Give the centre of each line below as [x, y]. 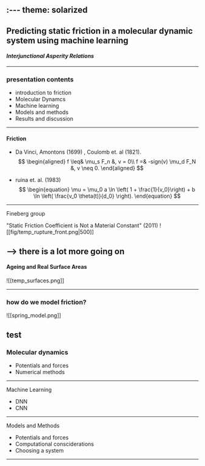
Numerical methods [40, 372]
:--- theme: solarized [47, 10]
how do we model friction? [46, 302]
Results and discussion [44, 119]
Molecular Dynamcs [40, 99]
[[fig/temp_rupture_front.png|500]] [50, 232]
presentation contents [40, 79]
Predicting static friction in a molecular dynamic [100, 31]
